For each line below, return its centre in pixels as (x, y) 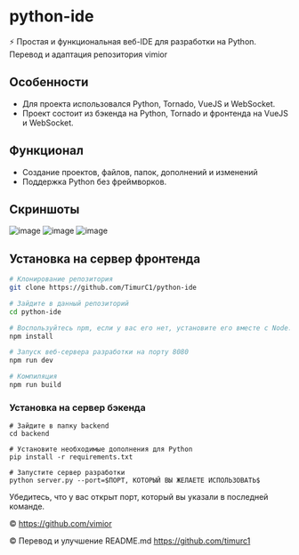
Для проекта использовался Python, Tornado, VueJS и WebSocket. (149, 103)
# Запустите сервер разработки (67, 473)
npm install (31, 336)
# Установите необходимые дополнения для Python (101, 450)
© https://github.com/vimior (61, 524)
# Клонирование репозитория (61, 279)
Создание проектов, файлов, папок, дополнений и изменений (140, 172)
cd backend (29, 434)
